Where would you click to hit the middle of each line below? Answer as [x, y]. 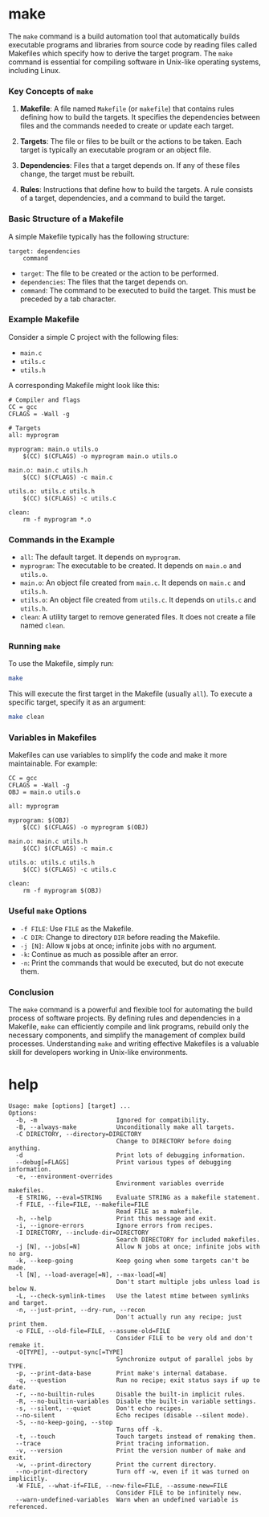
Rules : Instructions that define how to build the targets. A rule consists [137, 190]
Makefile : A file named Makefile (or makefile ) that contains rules [127, 108]
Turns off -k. [139, 1429]
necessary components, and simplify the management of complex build [127, 1035]
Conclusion [31, 992]
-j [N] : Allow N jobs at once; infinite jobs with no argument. [118, 946]
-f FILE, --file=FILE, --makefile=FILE [82, 1204]
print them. [28, 1324]
